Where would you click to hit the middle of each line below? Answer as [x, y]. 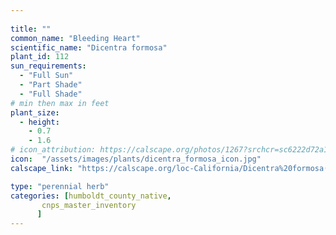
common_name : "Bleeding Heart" [75, 38]
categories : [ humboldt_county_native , [91, 196]
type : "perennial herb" [60, 186]
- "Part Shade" [51, 85]
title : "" [31, 29]
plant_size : [35, 112]
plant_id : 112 [40, 57]
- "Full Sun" [46, 76]
